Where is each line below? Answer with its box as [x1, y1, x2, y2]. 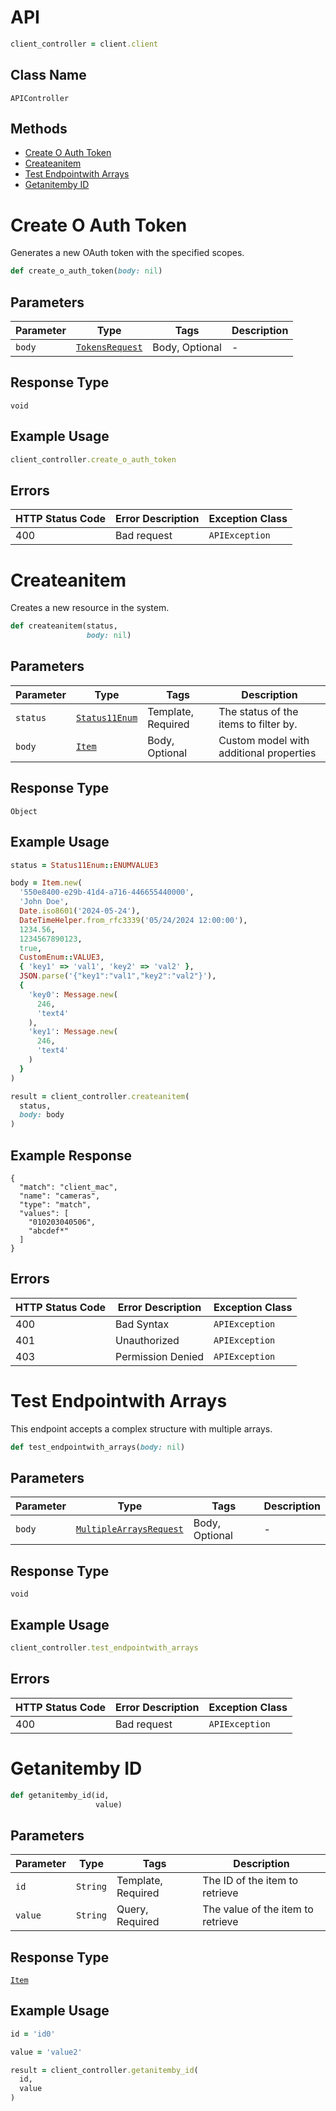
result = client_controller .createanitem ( [10, 1091, 190, 1101]
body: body [19, 1110, 65, 1120]
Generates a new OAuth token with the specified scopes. [10, 247, 245, 259]
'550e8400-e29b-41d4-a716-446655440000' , [19, 887, 195, 898]
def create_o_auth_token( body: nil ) [10, 266, 163, 276]
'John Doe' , [19, 897, 70, 907]
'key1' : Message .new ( [28, 1027, 118, 1037]
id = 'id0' [10, 2029, 56, 2039]
